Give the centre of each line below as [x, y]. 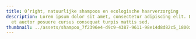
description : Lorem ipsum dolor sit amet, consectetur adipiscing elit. [96, 17]
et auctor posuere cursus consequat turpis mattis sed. [80, 22]
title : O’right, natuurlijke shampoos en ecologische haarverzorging [92, 11]
